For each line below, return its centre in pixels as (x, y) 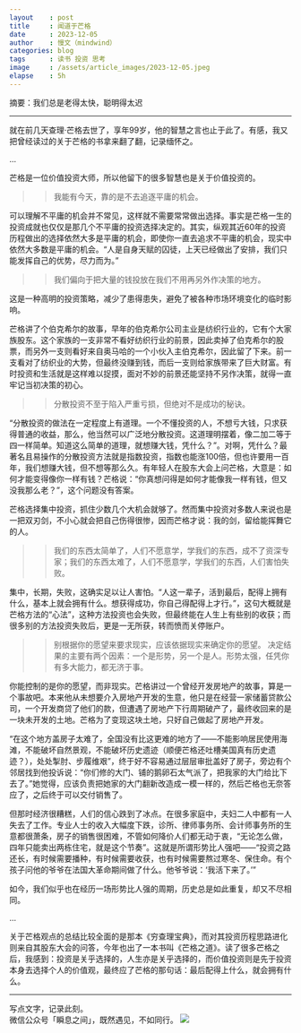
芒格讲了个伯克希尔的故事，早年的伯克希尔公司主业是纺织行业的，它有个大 (146, 329)
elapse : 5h (38, 76)
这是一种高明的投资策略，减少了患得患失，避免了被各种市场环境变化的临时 (146, 298)
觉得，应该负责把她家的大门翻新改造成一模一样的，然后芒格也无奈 (162, 783)
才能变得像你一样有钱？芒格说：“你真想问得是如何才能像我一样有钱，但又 (152, 478)
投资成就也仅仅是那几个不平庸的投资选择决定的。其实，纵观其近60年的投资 (148, 227)
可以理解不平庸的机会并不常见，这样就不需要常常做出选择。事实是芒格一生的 (150, 215)
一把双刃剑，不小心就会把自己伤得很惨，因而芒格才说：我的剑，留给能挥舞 (146, 520)
